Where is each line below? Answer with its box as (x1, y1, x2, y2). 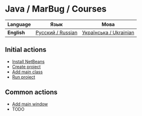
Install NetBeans (12, 58, 45, 64)
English (7, 29, 25, 36)
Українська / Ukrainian (82, 29, 134, 36)
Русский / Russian (35, 29, 78, 36)
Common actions (5, 88, 58, 97)
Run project (12, 74, 35, 80)
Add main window (12, 101, 48, 107)
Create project (12, 64, 41, 69)
